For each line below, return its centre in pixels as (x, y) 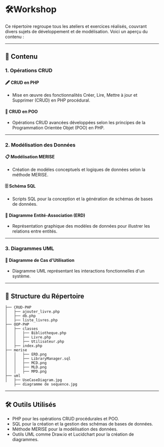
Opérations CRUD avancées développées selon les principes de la (79, 122)
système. (21, 276)
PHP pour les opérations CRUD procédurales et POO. (65, 419)
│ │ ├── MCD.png (26, 363)
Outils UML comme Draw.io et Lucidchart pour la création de (73, 434)
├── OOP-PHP (17, 325)
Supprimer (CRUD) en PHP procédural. (51, 100)
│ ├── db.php (20, 316)
